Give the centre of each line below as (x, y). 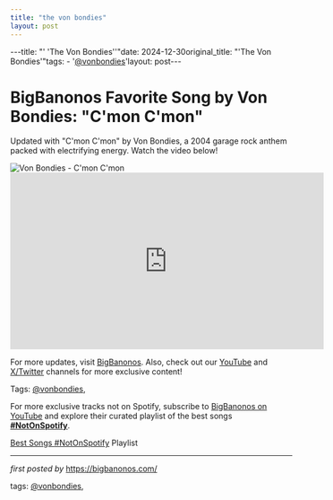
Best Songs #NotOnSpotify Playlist (74, 443)
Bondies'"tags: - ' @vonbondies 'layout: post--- (96, 61)
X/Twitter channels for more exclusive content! (96, 372)
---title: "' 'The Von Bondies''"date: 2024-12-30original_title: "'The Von (141, 51)
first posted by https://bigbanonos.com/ (84, 469)
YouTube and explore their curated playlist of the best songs (121, 416)
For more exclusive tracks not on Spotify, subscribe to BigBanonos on (139, 407)
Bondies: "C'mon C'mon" (107, 116)
